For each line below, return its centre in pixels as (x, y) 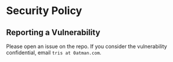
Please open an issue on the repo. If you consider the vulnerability (86, 46)
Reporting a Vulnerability (53, 32)
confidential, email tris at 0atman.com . (54, 53)
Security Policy (44, 11)
